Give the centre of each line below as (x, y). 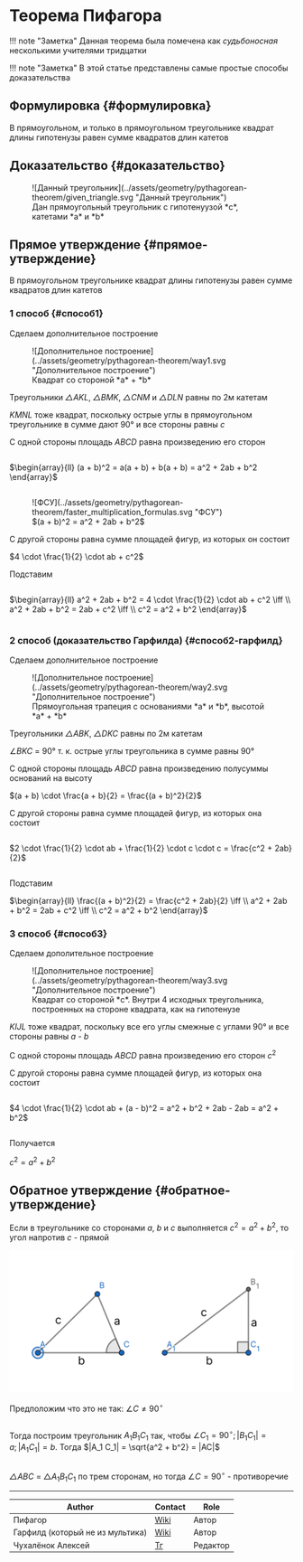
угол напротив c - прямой (60, 1237)
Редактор (211, 1545)
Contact (170, 1507)
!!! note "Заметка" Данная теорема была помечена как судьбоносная (143, 41)
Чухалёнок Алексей (51, 1545)
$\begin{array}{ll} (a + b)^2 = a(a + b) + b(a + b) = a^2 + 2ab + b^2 (133, 467)
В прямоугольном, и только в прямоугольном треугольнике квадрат (142, 127)
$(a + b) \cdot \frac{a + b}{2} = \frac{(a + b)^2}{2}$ (106, 795)
